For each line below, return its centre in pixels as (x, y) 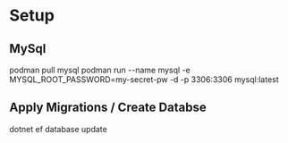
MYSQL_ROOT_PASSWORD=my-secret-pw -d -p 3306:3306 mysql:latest (144, 80)
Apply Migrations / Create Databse (108, 108)
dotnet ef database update (58, 129)
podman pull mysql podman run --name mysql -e (100, 70)
